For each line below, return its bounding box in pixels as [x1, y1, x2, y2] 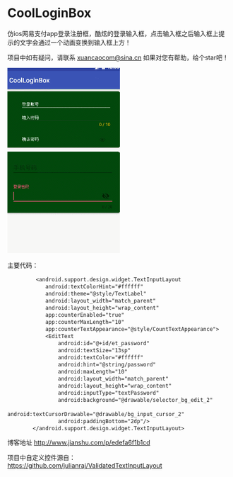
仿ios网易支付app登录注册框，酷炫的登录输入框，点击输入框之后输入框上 [7, 29, 219, 38]
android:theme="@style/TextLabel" [44, 290, 147, 297]
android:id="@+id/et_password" [57, 339, 150, 347]
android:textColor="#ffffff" [57, 354, 143, 361]
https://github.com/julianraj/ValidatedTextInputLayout [7, 461, 162, 469]
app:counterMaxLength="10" [44, 318, 125, 325]
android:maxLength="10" [57, 368, 129, 375]
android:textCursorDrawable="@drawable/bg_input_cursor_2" [7, 410, 185, 417]
